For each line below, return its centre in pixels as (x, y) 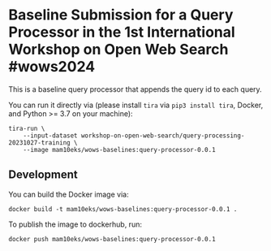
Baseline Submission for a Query (121, 15)
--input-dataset (51, 136)
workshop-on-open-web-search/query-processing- (163, 136)
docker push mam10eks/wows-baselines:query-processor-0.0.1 (112, 239)
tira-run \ (27, 128)
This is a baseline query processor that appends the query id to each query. (135, 89)
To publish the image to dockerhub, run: (75, 224)
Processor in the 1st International (122, 32)
